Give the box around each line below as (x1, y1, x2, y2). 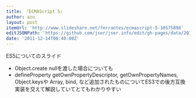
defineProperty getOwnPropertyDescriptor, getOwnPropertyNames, (14, 71, 178, 78)
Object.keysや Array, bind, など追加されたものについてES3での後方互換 (14, 78, 185, 85)
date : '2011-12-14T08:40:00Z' (6, 36, 80, 41)
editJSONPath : (6, 30, 41, 36)
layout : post (6, 19, 38, 25)
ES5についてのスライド (6, 52, 62, 59)
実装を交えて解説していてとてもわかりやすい (14, 86, 121, 92)
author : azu (6, 14, 35, 20)
